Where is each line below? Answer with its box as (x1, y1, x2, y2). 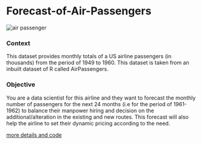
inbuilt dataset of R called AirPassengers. (6, 65, 109, 73)
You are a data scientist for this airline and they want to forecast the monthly (6, 94, 196, 101)
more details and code (6, 131, 62, 139)
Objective (6, 80, 36, 89)
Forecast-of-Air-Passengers (6, 4, 152, 18)
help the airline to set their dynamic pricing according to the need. (6, 119, 171, 127)
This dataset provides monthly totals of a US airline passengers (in (6, 53, 172, 60)
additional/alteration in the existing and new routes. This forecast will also (6, 113, 189, 121)
